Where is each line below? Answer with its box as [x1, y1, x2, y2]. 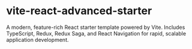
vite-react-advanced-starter [6, 4, 152, 18]
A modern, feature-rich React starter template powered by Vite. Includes [6, 24, 185, 31]
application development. [6, 36, 69, 43]
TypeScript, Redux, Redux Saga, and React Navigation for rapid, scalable [6, 30, 187, 37]
